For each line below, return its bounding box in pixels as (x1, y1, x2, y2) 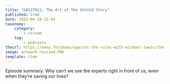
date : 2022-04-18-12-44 (5, 17, 56, 22)
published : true (5, 12, 39, 17)
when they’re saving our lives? (5, 73, 69, 79)
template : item (5, 54, 37, 59)
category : (14, 26, 35, 31)
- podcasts (23, 40, 47, 45)
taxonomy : (5, 21, 26, 27)
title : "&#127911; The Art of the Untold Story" (5, 7, 110, 13)
